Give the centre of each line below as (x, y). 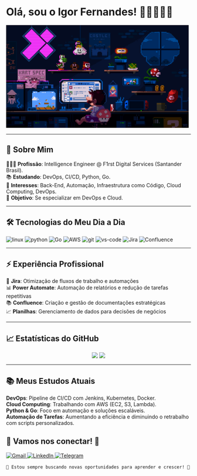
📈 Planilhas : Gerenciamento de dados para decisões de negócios (86, 312)
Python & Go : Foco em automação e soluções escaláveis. (76, 411)
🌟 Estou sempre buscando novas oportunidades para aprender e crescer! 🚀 (98, 467)
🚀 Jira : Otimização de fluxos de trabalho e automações (72, 281)
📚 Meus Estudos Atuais (51, 381)
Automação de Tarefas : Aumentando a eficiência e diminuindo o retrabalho (98, 417)
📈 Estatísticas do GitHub (52, 338)
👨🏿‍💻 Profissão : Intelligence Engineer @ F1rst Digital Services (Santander (94, 164)
